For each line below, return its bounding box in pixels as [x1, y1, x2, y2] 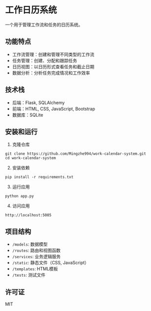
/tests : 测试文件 [12, 272, 46, 278]
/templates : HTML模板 [12, 266, 58, 272]
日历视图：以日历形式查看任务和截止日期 [12, 63, 94, 69]
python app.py [5, 194, 34, 199]
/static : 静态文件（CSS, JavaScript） [12, 260, 90, 266]
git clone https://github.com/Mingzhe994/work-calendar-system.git [5, 151, 147, 156]
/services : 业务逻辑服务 [12, 254, 61, 259]
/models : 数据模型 [12, 241, 48, 247]
